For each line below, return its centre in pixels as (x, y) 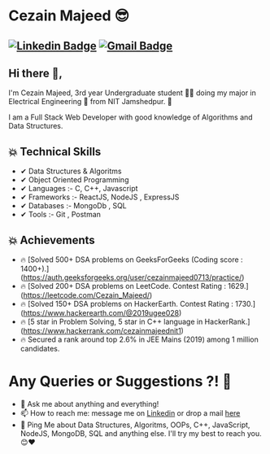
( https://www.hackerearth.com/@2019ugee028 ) (101, 313)
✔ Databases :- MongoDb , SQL (74, 206)
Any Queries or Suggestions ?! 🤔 (120, 382)
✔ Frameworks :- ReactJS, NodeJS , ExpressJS (100, 197)
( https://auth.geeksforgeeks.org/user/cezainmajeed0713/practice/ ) (132, 277)
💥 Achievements (52, 240)
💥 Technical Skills (55, 152)
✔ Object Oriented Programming (74, 180)
